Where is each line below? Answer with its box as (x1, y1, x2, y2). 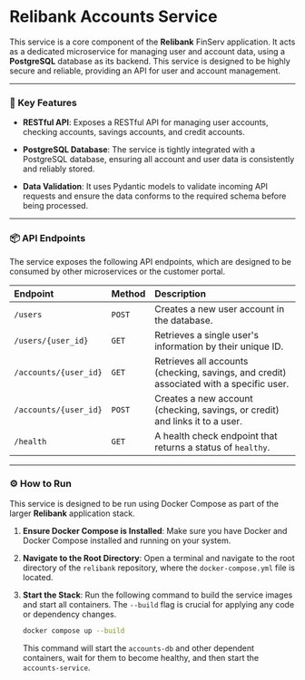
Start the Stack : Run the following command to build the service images (22, 589, 293, 600)
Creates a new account (153, 392, 253, 404)
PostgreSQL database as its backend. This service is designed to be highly (9, 55, 290, 66)
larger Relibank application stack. (9, 508, 136, 519)
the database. (153, 314, 213, 326)
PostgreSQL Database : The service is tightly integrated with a (22, 144, 256, 155)
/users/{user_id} (14, 335, 89, 345)
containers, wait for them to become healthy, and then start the (22, 652, 260, 663)
